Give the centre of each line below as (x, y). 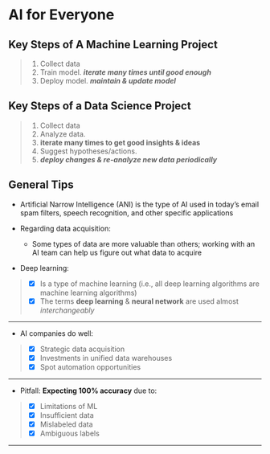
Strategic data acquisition (82, 349)
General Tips (41, 185)
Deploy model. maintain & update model (108, 81)
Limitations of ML (69, 406)
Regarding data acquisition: (65, 228)
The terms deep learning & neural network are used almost (139, 301)
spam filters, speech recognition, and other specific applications (127, 213)
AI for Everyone (61, 15)
